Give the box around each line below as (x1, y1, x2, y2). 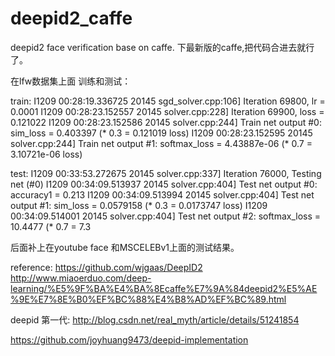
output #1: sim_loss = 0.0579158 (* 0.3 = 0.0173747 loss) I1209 (10, 199, 268, 211)
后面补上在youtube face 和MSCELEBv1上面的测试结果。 (10, 241, 240, 253)
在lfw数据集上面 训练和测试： (10, 75, 132, 87)
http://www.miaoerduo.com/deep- (10, 272, 152, 284)
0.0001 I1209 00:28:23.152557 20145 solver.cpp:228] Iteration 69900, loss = (10, 105, 325, 117)
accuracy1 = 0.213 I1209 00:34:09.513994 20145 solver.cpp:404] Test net (10, 188, 315, 201)
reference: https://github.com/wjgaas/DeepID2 (10, 261, 203, 273)
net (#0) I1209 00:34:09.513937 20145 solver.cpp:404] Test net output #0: (10, 178, 318, 190)
